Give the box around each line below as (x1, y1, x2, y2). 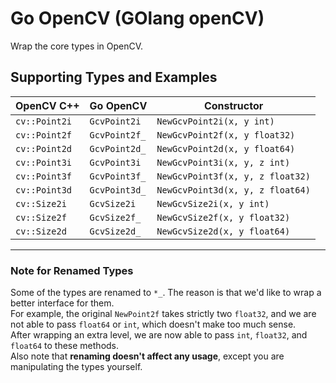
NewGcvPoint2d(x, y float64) (156, 143, 296, 154)
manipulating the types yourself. (10, 361, 143, 373)
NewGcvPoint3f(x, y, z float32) (156, 170, 311, 182)
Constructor (203, 98, 264, 112)
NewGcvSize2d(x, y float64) (156, 225, 291, 237)
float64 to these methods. (10, 340, 120, 352)
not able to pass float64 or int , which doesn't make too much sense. (10, 318, 297, 331)
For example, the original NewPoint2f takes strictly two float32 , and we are (10, 308, 317, 320)
